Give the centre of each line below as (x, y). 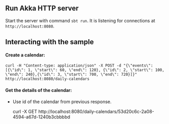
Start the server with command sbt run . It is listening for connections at (80, 20)
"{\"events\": (138, 66)
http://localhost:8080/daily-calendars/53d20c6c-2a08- (96, 111)
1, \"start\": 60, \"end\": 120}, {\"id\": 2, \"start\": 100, (96, 70)
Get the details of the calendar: (39, 90)
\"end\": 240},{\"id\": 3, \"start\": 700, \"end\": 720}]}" (71, 75)
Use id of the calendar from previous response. (62, 102)
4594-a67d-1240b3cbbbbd (41, 117)
